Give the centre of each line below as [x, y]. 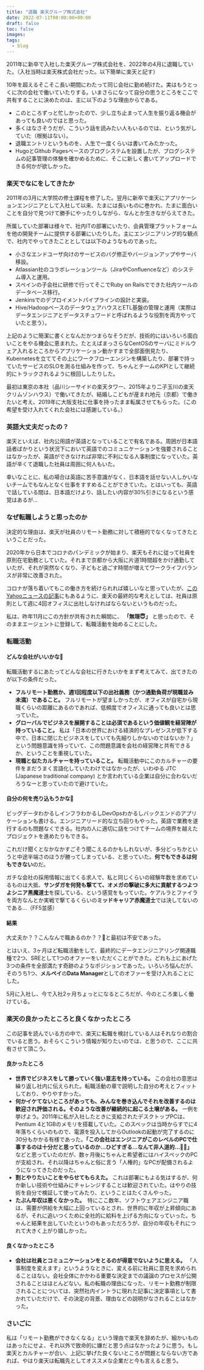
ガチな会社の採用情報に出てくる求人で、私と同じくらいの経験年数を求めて [100, 878]
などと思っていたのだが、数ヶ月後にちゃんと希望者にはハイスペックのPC [106, 1154]
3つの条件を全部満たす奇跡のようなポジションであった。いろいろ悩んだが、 [101, 966]
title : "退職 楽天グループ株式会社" [47, 12]
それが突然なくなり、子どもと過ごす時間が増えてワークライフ [104, 567]
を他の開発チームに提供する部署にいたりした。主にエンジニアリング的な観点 [102, 234]
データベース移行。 [39, 293]
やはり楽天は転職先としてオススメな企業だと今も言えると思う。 [102, 1361]
